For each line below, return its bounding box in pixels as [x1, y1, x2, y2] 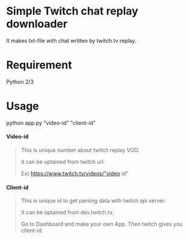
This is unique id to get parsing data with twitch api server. [20, 197, 166, 205]
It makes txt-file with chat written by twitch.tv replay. [6, 37, 136, 44]
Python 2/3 [6, 78, 34, 85]
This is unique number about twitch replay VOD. [20, 147, 140, 154]
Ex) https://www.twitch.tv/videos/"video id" [20, 170, 129, 177]
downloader [6, 17, 68, 31]
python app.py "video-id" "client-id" [6, 119, 96, 126]
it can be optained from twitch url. [20, 158, 105, 165]
